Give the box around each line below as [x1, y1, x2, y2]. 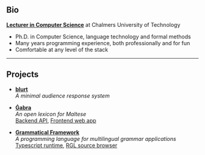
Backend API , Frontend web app [15, 117, 96, 124]
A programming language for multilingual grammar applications [15, 135, 176, 142]
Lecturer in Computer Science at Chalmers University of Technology [6, 21, 181, 28]
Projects [6, 70, 39, 80]
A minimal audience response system [15, 92, 110, 99]
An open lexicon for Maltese [15, 110, 87, 118]
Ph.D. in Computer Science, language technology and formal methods [15, 33, 191, 40]
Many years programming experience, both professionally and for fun [15, 39, 190, 46]
